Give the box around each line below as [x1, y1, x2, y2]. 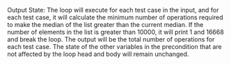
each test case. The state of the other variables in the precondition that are [7, 43, 222, 50]
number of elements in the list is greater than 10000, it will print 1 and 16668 [7, 28, 224, 36]
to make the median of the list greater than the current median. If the [7, 21, 204, 28]
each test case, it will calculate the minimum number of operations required [7, 13, 224, 21]
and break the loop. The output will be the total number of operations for [7, 35, 215, 44]
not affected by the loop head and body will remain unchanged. [7, 50, 189, 58]
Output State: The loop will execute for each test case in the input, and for [7, 6, 219, 14]
